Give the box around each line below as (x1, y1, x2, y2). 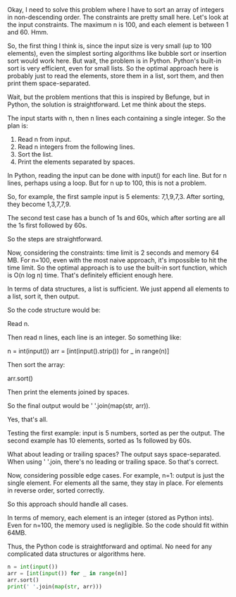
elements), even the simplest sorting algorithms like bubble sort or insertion (7, 49, 227, 57)
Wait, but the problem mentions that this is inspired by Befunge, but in (7, 93, 210, 101)
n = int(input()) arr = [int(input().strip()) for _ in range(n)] (7, 347, 170, 355)
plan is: (7, 121, 28, 130)
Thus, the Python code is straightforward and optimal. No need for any (7, 542, 213, 550)
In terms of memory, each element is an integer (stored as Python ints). (7, 514, 214, 521)
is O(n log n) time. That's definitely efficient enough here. (7, 271, 174, 279)
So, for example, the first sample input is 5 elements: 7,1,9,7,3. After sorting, (7, 193, 225, 200)
